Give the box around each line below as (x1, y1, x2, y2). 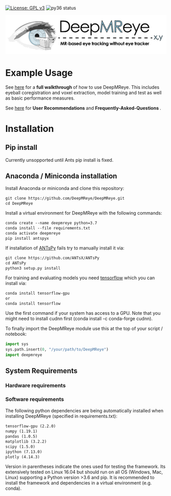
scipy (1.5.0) (5, 444, 36, 449)
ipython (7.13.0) (5, 449, 42, 454)
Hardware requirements (5, 382, 66, 389)
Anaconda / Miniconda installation (5, 171, 117, 180)
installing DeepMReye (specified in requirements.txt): (5, 413, 118, 419)
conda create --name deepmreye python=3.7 (5, 221, 97, 226)
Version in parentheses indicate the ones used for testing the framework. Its (5, 463, 166, 469)
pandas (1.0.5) (5, 434, 38, 439)
